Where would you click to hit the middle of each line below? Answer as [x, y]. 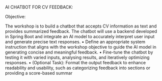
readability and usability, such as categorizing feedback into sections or [78, 68]
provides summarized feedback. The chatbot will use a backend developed [81, 31]
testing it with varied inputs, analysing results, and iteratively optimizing [77, 57]
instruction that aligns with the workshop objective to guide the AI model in [81, 47]
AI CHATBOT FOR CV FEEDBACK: [39, 7]
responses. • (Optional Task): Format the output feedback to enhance [76, 63]
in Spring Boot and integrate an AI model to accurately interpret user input [80, 37]
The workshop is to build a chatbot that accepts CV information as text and [81, 26]
